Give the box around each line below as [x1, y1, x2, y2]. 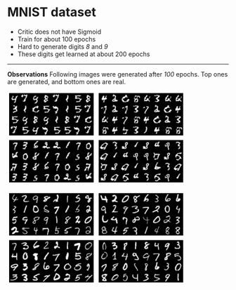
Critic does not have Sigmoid [17, 27, 102, 36]
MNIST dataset [7, 4, 96, 20]
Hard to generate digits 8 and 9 [17, 42, 108, 51]
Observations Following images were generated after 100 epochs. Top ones [7, 70, 228, 78]
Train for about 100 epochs [17, 34, 96, 43]
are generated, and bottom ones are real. [7, 77, 126, 86]
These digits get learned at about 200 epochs [17, 50, 150, 58]
